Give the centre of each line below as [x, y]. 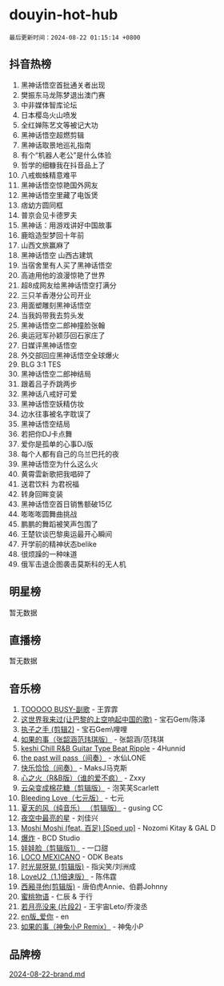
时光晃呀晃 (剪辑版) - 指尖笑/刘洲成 [78, 867]
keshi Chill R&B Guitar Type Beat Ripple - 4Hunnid [103, 749]
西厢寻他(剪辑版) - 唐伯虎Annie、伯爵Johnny [94, 887]
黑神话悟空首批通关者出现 [63, 85]
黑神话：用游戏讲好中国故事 [66, 225]
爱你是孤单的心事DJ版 [57, 444]
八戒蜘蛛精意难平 [49, 175]
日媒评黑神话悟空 [49, 345]
